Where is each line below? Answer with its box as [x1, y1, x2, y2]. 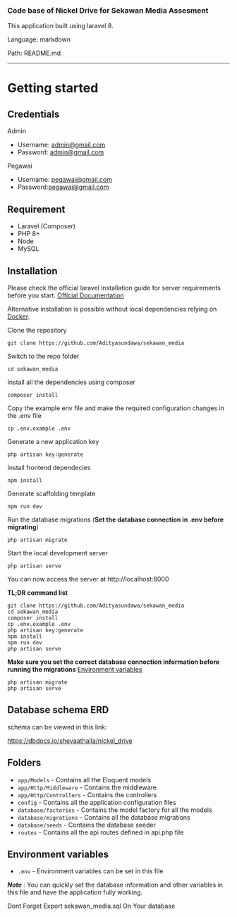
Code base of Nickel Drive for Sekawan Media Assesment [7, 6, 209, 16]
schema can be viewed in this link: [7, 722, 107, 731]
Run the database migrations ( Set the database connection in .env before [7, 515, 224, 524]
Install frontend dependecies [7, 463, 91, 472]
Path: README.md [7, 49, 61, 58]
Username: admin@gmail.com [17, 140, 106, 149]
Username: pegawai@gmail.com [17, 176, 113, 184]
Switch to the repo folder [7, 352, 80, 360]
